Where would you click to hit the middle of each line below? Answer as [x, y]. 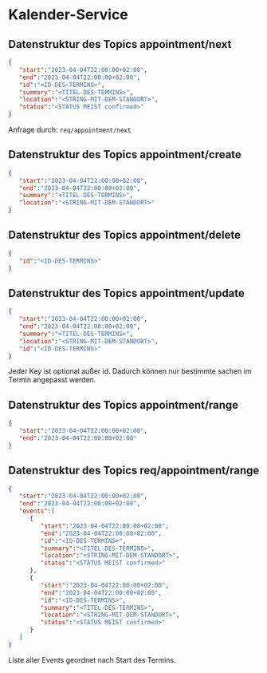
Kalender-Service [69, 15]
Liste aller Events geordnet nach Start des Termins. [92, 659]
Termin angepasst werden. [52, 380]
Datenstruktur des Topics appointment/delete [125, 235]
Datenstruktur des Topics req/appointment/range [134, 471]
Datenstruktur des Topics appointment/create [125, 154]
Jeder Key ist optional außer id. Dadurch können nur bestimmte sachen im [130, 371]
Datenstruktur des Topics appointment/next [120, 44]
